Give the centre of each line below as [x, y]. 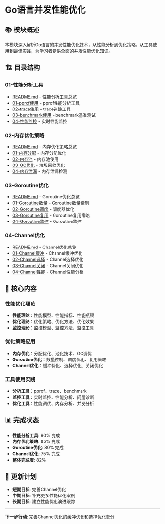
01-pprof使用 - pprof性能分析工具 [46, 103]
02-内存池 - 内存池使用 [35, 159]
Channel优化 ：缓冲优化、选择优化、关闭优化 [57, 365]
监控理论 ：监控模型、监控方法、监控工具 [53, 328]
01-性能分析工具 [24, 85]
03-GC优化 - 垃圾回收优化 [39, 165]
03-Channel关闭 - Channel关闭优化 [48, 265]
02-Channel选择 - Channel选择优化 [48, 259]
